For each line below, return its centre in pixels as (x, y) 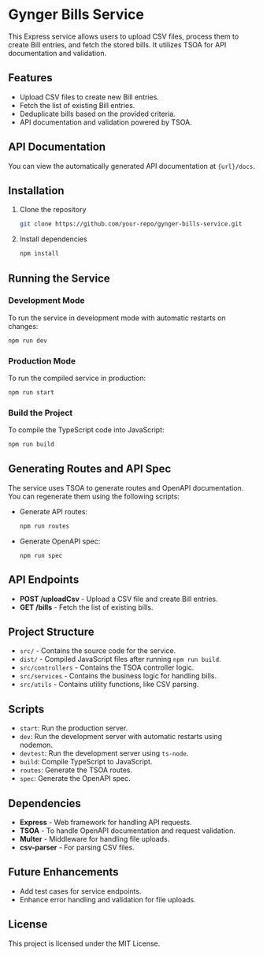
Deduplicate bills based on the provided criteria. (97, 114)
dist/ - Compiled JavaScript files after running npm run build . (120, 659)
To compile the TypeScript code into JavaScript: (86, 430)
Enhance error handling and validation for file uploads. (108, 899)
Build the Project (41, 413)
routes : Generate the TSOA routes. (76, 770)
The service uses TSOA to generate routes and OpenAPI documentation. (126, 487)
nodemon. (36, 745)
